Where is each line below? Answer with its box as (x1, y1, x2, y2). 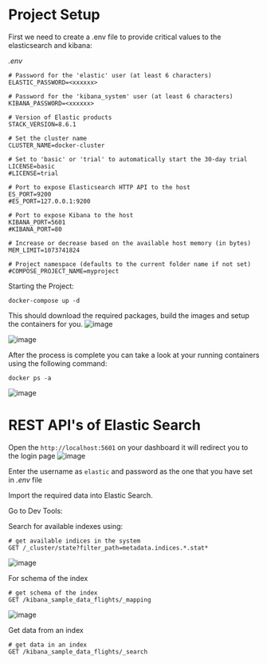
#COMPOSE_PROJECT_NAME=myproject (8, 267, 120, 275)
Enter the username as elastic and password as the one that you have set (8, 466, 253, 476)
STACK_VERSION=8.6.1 (8, 120, 77, 129)
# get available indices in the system (8, 537, 141, 545)
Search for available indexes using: (8, 521, 124, 531)
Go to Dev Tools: (8, 506, 63, 515)
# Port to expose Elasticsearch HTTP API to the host (8, 183, 191, 191)
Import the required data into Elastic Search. (8, 490, 153, 500)
